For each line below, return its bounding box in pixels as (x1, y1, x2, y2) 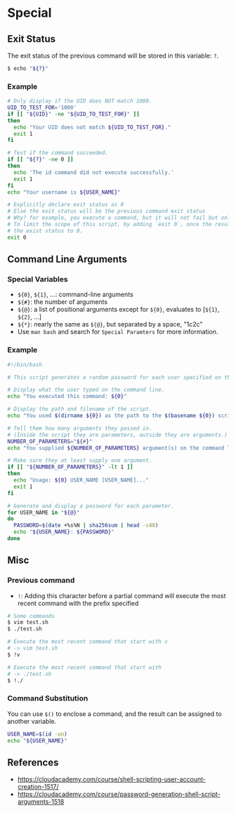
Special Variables (7, 274, 68, 284)
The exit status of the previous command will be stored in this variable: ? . (7, 51, 219, 60)
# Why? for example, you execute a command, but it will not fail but (7, 214, 218, 222)
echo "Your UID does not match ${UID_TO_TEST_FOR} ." (13, 124, 171, 131)
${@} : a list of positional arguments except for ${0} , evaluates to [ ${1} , (17, 305, 220, 314)
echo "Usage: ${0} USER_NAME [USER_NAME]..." (13, 477, 150, 484)
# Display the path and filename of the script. (7, 406, 152, 413)
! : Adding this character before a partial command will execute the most (17, 591, 226, 600)
